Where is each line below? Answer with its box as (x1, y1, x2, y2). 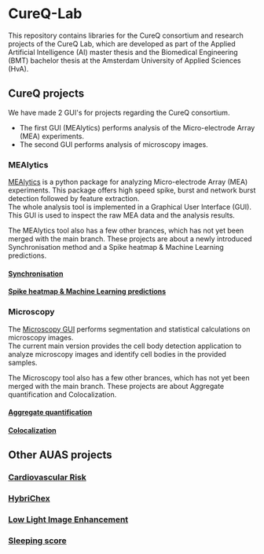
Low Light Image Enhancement (8, 514, 129, 525)
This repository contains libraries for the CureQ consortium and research (8, 31, 244, 40)
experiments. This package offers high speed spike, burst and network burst (8, 185, 256, 195)
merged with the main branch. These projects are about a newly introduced (8, 234, 253, 244)
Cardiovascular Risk (8, 472, 86, 483)
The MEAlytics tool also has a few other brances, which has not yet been (8, 226, 244, 236)
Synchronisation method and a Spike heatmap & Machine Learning (8, 243, 224, 252)
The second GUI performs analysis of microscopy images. (19, 139, 208, 149)
